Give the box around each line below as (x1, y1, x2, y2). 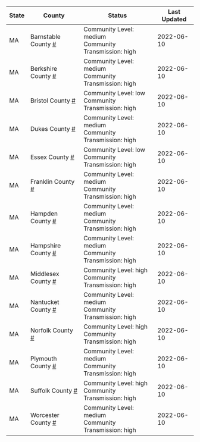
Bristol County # (30, 96, 76, 105)
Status (108, 11, 127, 20)
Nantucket (30, 298, 60, 306)
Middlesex (30, 270, 60, 278)
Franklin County (30, 178, 75, 186)
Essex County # (30, 153, 74, 161)
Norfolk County (30, 327, 73, 334)
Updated (161, 15, 187, 23)
